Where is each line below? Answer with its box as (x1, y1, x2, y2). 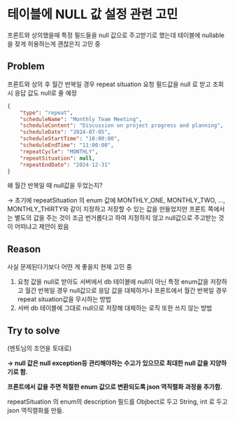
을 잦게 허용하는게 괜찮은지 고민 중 (7, 39, 101, 48)
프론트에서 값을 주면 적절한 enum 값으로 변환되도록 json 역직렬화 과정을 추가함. (7, 382, 222, 391)
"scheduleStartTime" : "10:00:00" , (20, 135, 120, 142)
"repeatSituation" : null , (20, 155, 96, 162)
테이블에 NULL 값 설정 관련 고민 (7, 6, 178, 22)
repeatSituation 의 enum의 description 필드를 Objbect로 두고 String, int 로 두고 (7, 397, 228, 406)
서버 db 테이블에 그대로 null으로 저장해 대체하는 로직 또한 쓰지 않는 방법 (17, 304, 213, 312)
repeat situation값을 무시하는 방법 (17, 295, 112, 303)
